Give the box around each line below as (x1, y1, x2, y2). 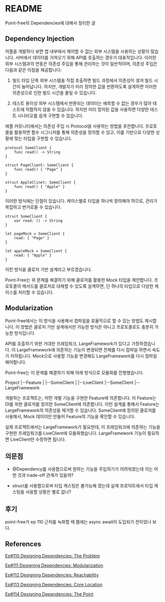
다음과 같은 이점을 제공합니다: (5, 67, 62, 73)
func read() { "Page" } (14, 167, 63, 172)
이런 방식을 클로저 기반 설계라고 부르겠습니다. (5, 266, 92, 272)
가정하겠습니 (131, 341, 156, 346)
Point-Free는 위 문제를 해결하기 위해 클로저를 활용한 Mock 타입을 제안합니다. (5, 277, 153, 283)
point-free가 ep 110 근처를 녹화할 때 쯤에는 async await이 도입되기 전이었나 (5, 519, 152, 525)
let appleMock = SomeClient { (5, 248, 67, 254)
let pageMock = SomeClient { (5, 231, 65, 236)
